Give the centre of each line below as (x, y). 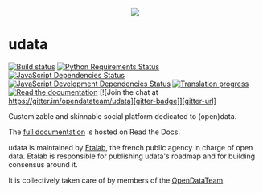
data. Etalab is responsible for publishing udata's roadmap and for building (132, 156)
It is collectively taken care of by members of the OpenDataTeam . (117, 180)
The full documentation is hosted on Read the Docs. (95, 132)
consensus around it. (43, 164)
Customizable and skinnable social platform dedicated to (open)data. (123, 116)
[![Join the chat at (129, 92)
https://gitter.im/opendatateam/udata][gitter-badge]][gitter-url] (113, 101)
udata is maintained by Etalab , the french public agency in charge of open (131, 147)
